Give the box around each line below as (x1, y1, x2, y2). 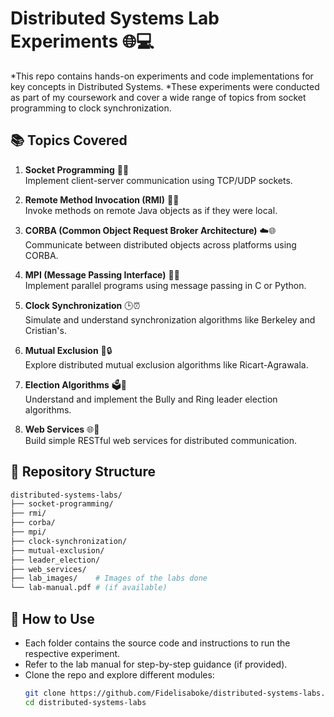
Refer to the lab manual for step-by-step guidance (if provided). (24, 658, 288, 670)
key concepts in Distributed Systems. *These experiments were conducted (10, 80, 320, 92)
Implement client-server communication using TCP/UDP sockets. (24, 174, 293, 186)
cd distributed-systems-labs (24, 697, 147, 707)
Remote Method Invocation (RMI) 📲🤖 (24, 193, 180, 206)
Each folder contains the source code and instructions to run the (24, 637, 291, 649)
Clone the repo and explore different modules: (24, 669, 215, 681)
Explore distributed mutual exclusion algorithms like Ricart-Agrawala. (24, 358, 309, 371)
